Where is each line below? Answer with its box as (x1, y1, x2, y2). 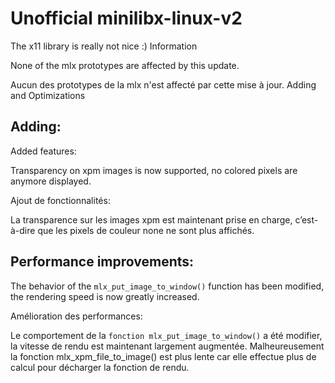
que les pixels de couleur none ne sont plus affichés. (37, 224, 255, 236)
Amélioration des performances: (10, 310, 143, 322)
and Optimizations (10, 89, 86, 101)
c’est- (294, 213, 319, 226)
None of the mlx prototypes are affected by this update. (10, 59, 240, 71)
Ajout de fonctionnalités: (10, 194, 111, 206)
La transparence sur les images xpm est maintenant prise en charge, (10, 213, 293, 226)
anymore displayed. (10, 175, 92, 187)
